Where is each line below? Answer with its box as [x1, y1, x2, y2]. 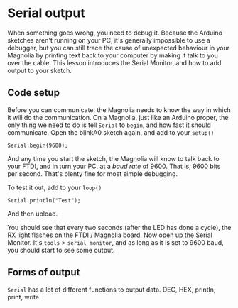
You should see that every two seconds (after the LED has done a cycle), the [7, 223, 232, 231]
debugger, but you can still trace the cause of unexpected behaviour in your [7, 43, 230, 52]
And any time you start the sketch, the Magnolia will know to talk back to [7, 154, 220, 163]
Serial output [7, 5, 85, 21]
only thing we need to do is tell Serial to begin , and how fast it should [7, 121, 211, 129]
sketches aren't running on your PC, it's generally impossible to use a [7, 35, 211, 44]
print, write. [7, 292, 41, 301]
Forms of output [7, 266, 80, 278]
